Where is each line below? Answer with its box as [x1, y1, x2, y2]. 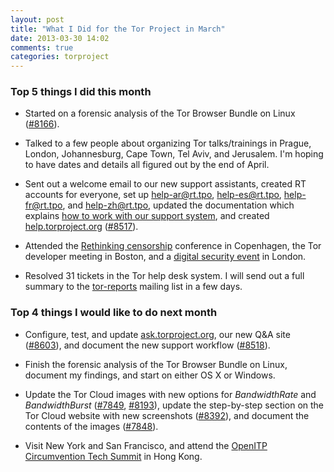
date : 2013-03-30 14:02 [10, 33, 110, 43]
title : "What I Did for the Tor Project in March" [10, 24, 226, 34]
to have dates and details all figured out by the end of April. [24, 159, 270, 171]
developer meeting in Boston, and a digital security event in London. [24, 251, 307, 263]
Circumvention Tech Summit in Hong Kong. [24, 450, 203, 462]
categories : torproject [10, 52, 110, 62]
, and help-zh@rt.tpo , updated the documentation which [62, 199, 295, 211]
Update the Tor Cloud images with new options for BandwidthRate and [24, 388, 317, 400]
